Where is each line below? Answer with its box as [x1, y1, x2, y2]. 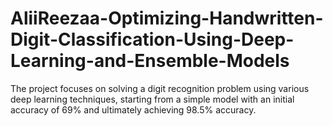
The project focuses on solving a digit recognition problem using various [10, 82, 310, 94]
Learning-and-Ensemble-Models [10, 50, 290, 72]
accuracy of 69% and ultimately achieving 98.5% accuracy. [10, 103, 257, 116]
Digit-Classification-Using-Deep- [10, 28, 295, 51]
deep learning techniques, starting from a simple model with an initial [10, 93, 295, 105]
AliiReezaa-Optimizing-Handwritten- [10, 7, 324, 30]
